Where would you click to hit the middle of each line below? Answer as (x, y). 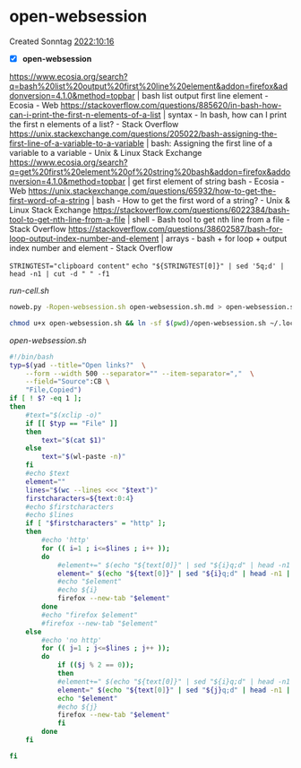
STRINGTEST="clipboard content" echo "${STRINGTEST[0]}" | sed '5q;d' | (147, 266)
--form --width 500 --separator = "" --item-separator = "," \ (140, 374)
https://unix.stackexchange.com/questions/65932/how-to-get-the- (152, 191)
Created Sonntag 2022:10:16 (62, 41)
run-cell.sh (29, 290)
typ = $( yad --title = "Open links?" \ (77, 365)
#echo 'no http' (72, 640)
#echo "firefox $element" (90, 615)
